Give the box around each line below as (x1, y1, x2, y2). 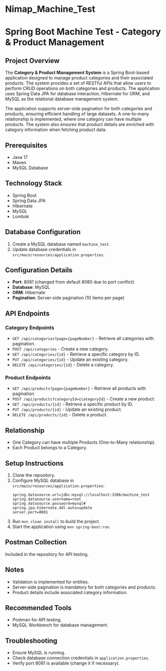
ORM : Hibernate (12, 289, 45, 296)
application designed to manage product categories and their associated (5, 75, 153, 81)
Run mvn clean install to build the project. (12, 519, 100, 525)
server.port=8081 (12, 510, 48, 515)
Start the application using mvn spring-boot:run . (12, 524, 111, 530)
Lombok (12, 213, 30, 219)
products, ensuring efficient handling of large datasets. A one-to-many (5, 111, 149, 117)
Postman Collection (5, 538, 67, 546)
